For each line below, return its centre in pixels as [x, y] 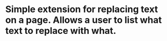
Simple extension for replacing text [82, 9]
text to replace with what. [61, 31]
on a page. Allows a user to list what [83, 20]
